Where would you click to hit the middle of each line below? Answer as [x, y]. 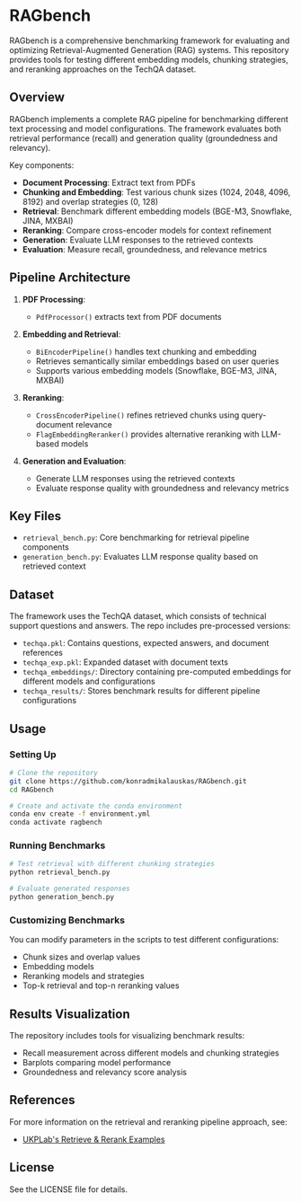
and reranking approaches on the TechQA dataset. [103, 69]
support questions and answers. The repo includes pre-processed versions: [150, 626]
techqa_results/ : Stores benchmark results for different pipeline [141, 691]
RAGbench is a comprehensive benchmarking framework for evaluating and [150, 40]
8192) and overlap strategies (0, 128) [90, 201]
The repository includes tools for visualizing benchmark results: [127, 1036]
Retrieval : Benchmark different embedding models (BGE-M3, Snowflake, [157, 211]
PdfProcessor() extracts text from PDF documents [128, 316]
